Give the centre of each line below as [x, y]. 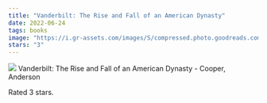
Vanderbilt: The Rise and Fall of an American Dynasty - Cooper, [122, 69]
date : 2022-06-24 [37, 23]
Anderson [24, 77]
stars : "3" [26, 45]
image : [19, 38]
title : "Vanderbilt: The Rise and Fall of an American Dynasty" [117, 15]
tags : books [28, 30]
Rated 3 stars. [31, 93]
